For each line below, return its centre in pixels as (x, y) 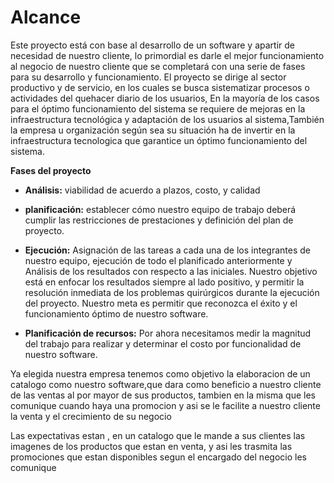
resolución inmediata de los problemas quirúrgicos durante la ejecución (172, 292)
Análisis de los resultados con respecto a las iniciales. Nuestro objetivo (171, 271)
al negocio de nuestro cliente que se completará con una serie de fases (158, 66)
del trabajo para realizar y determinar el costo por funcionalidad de (163, 343)
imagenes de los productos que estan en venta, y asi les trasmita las (151, 446)
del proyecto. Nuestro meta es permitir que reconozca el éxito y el (161, 303)
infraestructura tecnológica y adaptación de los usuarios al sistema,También (167, 119)
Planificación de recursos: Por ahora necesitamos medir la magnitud (168, 333)
